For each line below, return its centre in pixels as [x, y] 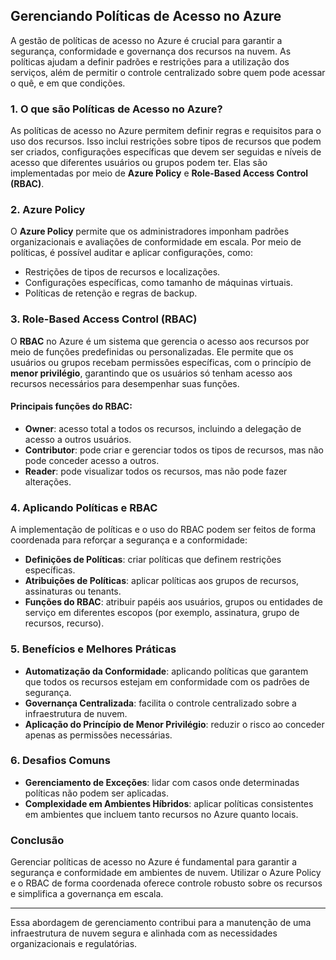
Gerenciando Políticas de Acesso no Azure [146, 16]
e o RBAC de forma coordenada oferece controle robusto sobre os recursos [166, 883]
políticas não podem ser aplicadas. [97, 793]
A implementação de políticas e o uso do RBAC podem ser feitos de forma [163, 530]
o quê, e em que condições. [68, 83]
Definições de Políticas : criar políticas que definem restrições [153, 560]
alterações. [48, 481]
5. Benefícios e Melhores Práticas [93, 649]
